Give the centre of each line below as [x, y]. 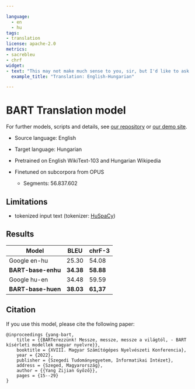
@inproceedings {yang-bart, [40, 335]
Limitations [27, 202]
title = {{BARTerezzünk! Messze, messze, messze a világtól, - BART [102, 340]
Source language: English [45, 138]
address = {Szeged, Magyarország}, [60, 365]
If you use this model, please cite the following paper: [71, 324]
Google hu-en [29, 280]
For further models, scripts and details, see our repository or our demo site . [97, 127]
